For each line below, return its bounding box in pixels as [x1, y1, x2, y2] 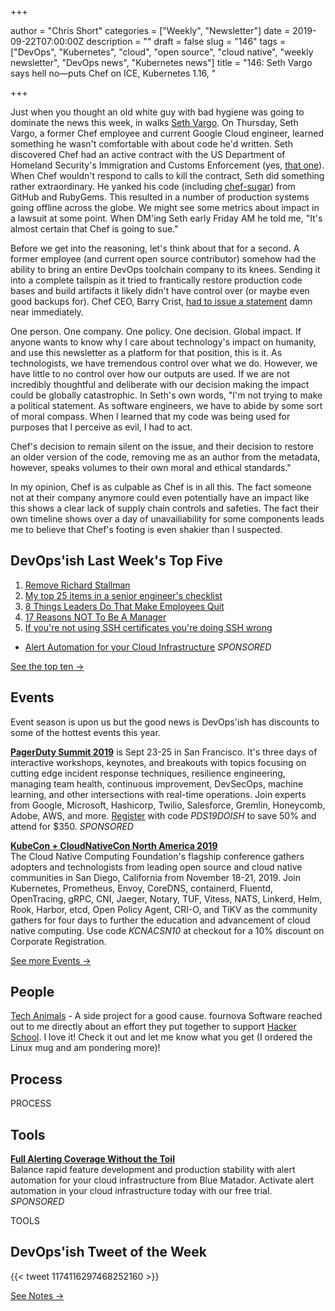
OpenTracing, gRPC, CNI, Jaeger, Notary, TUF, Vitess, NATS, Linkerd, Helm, [10, 892, 323, 905]
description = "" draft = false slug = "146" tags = [86, 36, 287, 47]
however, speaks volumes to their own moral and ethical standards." [10, 462, 292, 473]
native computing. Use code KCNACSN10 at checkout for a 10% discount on [10, 924, 325, 936]
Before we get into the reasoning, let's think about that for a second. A [10, 242, 300, 254]
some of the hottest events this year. [10, 726, 161, 738]
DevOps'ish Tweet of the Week [10, 1244, 207, 1261]
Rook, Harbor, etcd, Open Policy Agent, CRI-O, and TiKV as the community [10, 903, 318, 915]
